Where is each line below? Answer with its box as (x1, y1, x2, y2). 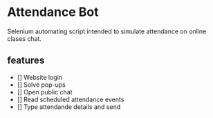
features (7, 55, 45, 67)
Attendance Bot (7, 4, 99, 20)
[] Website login (17, 73, 63, 81)
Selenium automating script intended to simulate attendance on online (7, 27, 207, 35)
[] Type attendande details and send (17, 102, 121, 111)
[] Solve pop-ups (17, 81, 66, 89)
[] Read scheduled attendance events (17, 95, 124, 103)
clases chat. (7, 34, 41, 42)
